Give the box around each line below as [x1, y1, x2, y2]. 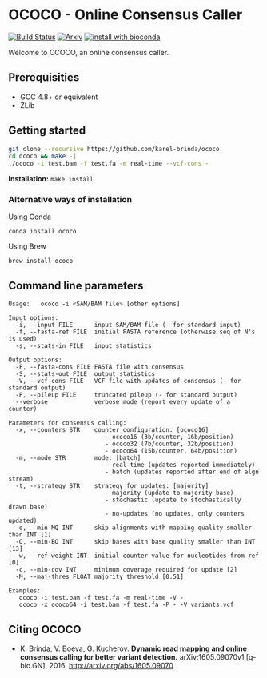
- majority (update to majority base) [105, 489, 234, 497]
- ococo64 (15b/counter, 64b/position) [105, 447, 238, 455]
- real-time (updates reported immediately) [105, 461, 256, 469]
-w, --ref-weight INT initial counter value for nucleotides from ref [15, 552, 260, 560]
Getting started [8, 124, 86, 138]
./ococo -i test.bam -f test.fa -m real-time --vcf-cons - [8, 160, 209, 168]
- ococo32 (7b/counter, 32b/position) [105, 440, 234, 449]
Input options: [8, 314, 59, 322]
